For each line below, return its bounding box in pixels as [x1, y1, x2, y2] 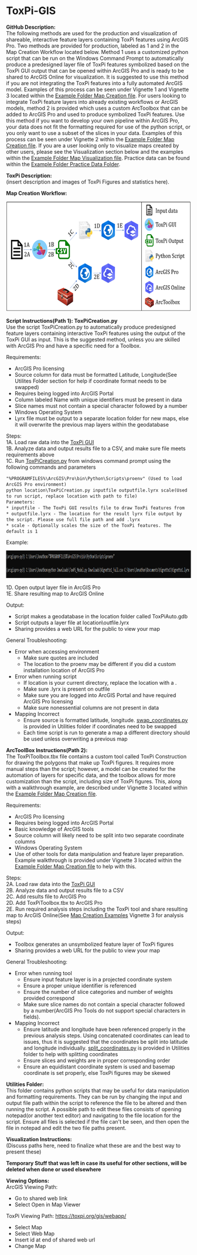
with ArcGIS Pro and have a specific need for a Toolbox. [6, 342, 141, 349]
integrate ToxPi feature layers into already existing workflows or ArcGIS [6, 98, 178, 105]
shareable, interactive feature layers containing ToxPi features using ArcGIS [6, 36, 189, 43]
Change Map [14, 1242, 46, 1249]
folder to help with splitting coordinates [23, 1050, 118, 1057]
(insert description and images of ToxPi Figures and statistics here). [6, 178, 169, 185]
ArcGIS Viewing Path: [6, 1183, 58, 1190]
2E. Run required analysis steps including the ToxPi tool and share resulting [6, 905, 188, 912]
